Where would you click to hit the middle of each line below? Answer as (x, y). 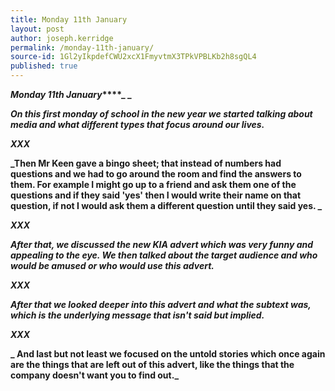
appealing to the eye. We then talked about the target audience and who (164, 255)
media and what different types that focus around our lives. (137, 124)
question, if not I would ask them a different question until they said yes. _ (166, 205)
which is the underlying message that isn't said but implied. (137, 315)
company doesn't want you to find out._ (95, 375)
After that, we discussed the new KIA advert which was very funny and (162, 244)
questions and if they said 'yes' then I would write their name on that (156, 195)
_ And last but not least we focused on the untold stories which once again (168, 354)
